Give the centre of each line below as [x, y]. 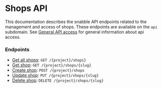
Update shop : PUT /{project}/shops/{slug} [55, 75]
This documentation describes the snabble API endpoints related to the [76, 22]
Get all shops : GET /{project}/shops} [49, 60]
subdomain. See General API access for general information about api [74, 32]
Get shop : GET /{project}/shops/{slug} [52, 65]
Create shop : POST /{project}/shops [48, 70]
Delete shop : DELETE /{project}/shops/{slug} [58, 80]
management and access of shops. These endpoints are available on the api [81, 26]
